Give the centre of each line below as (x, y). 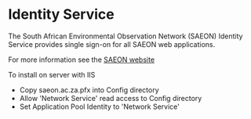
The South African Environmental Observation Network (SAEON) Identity (125, 36)
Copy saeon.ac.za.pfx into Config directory (89, 90)
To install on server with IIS (52, 74)
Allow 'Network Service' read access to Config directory (111, 98)
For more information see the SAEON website (82, 59)
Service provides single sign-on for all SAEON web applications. (112, 44)
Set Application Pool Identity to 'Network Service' (100, 106)
